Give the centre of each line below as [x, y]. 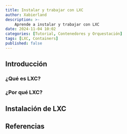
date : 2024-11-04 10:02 [31, 29]
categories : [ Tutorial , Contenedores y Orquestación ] [64, 34]
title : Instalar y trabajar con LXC [44, 10]
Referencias [25, 126]
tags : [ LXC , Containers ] [32, 39]
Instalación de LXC [36, 109]
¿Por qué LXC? [24, 92]
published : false [24, 43]
